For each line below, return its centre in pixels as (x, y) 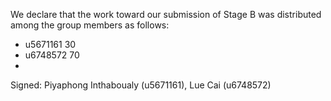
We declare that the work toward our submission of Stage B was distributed (166, 14)
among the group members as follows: (90, 25)
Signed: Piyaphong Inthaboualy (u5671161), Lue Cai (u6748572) (141, 85)
